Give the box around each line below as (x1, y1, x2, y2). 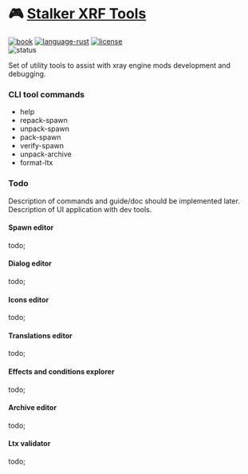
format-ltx (19, 158, 53, 168)
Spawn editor (8, 223, 54, 232)
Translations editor (8, 330, 73, 340)
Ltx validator (8, 439, 51, 448)
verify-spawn (19, 141, 64, 151)
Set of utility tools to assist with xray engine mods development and (8, 60, 231, 70)
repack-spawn (19, 116, 68, 125)
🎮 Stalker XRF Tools (8, 5, 147, 23)
